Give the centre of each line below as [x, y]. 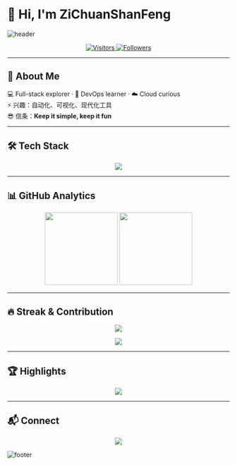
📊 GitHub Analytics [51, 196]
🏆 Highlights [37, 371]
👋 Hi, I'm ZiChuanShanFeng [89, 14]
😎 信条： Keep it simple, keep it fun [59, 116]
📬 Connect [34, 421]
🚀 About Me [34, 77]
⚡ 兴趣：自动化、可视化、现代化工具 [60, 104]
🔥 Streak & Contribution [61, 312]
